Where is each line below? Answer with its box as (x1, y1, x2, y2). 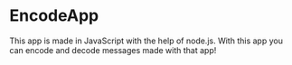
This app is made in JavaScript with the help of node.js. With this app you (9, 35, 283, 46)
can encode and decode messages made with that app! (9, 44, 217, 55)
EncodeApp (9, 5, 99, 26)
